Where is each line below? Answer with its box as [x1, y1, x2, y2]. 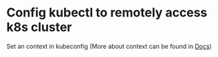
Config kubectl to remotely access [6, 5, 208, 21]
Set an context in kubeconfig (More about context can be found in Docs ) [6, 42, 212, 50]
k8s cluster [6, 19, 73, 35]
